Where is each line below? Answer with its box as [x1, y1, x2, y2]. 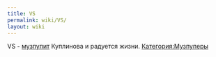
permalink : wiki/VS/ [7, 17, 68, 24]
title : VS [7, 10, 36, 17]
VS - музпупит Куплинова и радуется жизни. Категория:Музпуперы [7, 42, 209, 51]
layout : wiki [7, 23, 45, 30]
